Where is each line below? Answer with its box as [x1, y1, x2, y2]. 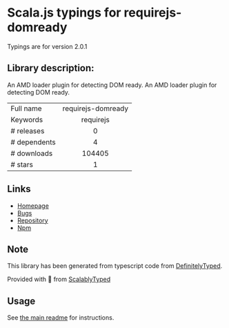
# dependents [10, 137, 57, 146]
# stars [10, 160, 33, 169]
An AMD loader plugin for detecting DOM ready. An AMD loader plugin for [7, 81, 217, 89]
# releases [10, 126, 45, 135]
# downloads [10, 148, 53, 158]
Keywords [10, 115, 43, 124]
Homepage [17, 202, 50, 210]
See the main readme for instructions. [7, 313, 114, 322]
